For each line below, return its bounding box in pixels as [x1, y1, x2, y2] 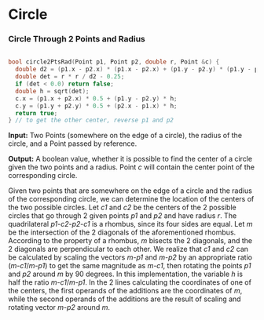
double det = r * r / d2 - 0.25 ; [15, 73, 125, 81]
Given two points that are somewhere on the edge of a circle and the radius [8, 186, 253, 195]
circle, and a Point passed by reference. [8, 139, 137, 148]
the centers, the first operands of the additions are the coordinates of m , [8, 286, 243, 296]
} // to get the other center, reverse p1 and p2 [8, 116, 174, 125]
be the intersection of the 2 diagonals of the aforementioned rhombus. [8, 227, 236, 237]
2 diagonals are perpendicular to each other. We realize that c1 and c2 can [8, 245, 249, 254]
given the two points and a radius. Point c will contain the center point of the [8, 162, 255, 172]
